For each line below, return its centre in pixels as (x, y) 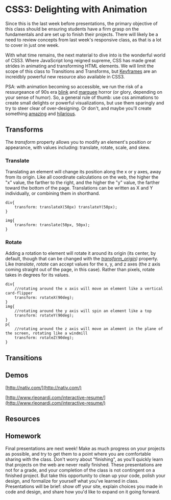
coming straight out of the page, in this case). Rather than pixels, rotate (80, 270)
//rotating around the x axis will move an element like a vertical (89, 289)
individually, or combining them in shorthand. (53, 193)
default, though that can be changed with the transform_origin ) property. (82, 259)
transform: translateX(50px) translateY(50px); (66, 207)
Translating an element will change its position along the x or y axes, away (83, 172)
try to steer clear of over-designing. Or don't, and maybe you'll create (78, 108)
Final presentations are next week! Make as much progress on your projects (85, 448)
